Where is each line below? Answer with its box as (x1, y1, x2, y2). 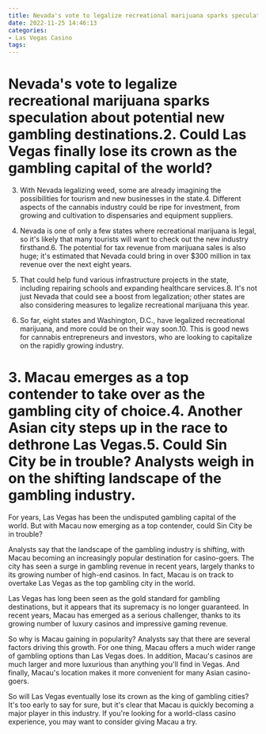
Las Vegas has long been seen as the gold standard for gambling (8, 594, 220, 603)
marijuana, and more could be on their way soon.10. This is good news (19, 324, 249, 333)
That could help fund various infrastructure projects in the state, (19, 275, 230, 285)
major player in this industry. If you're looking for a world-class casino (8, 709, 236, 717)
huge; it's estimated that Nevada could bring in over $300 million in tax (19, 251, 252, 261)
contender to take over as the (8, 386, 206, 404)
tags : (8, 41, 26, 49)
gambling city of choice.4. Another (8, 402, 243, 420)
